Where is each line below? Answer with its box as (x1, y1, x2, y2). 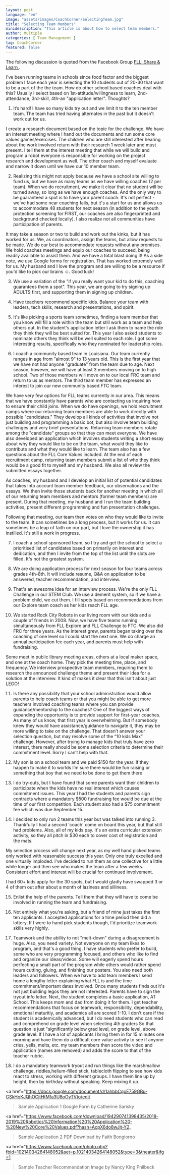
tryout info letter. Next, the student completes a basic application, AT (13, 993, 156, 999)
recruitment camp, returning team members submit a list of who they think (6, 457, 160, 463)
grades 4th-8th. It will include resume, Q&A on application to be (13, 571, 146, 577)
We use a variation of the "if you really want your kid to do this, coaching (13, 278, 164, 284)
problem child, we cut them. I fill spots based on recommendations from (13, 596, 163, 603)
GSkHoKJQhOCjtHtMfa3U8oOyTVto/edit (6, 1093, 90, 1100)
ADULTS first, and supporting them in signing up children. (13, 289, 133, 295)
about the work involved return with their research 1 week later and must (6, 142, 156, 148)
